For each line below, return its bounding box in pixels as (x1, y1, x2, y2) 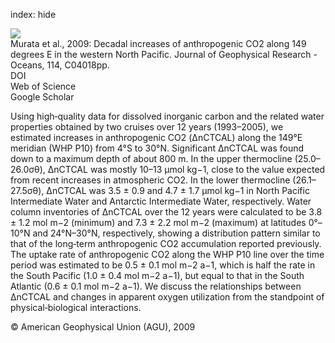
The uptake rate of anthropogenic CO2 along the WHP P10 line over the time (10, 249, 325, 260)
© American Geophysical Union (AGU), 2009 (10, 321, 196, 333)
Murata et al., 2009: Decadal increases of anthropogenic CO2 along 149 (10, 38, 307, 49)
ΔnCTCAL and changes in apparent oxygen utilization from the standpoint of (10, 291, 325, 303)
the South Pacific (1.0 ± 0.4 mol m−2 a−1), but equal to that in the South (10, 270, 305, 281)
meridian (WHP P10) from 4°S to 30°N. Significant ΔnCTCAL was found (10, 142, 305, 154)
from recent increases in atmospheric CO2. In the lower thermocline (10, 174, 291, 186)
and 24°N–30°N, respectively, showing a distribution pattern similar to (32, 227, 321, 239)
